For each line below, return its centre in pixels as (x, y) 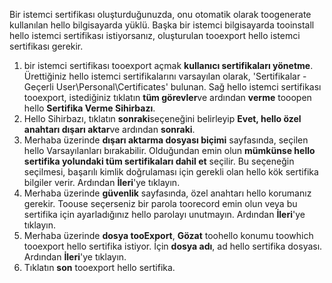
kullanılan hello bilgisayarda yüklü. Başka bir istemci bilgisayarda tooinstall (162, 25)
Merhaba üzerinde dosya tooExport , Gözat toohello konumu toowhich (168, 235)
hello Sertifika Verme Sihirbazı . (89, 108)
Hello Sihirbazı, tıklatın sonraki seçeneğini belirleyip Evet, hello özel (162, 118)
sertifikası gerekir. (46, 46)
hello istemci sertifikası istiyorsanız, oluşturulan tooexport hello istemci (155, 35)
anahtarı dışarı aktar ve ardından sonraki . (109, 129)
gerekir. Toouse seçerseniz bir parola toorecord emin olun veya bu (160, 203)
